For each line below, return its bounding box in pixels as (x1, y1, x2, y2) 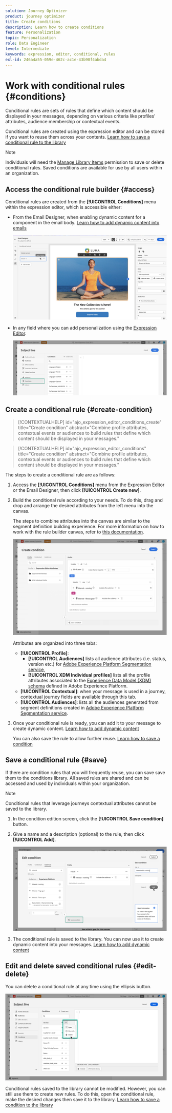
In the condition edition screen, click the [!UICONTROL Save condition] (12, 815, 164, 821)
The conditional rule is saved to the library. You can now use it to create (12, 936, 164, 942)
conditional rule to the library (5, 139, 67, 146)
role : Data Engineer (5, 41, 50, 46)
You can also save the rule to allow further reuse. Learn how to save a (12, 736, 160, 742)
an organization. (5, 170, 39, 177)
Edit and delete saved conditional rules (5, 962, 132, 970)
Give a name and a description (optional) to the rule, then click (12, 831, 144, 837)
